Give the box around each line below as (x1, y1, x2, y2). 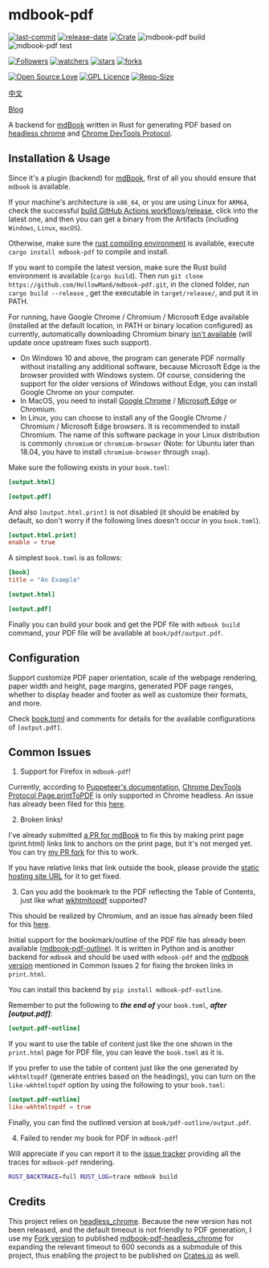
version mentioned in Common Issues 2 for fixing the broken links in (8, 961, 234, 970)
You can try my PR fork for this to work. (8, 847, 139, 857)
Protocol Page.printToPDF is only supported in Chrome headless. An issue (8, 790, 255, 800)
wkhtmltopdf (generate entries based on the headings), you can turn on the (8, 1071, 256, 1081)
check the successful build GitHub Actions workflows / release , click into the (8, 205, 259, 215)
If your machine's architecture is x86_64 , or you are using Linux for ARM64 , (8, 197, 250, 206)
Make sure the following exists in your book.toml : (8, 462, 170, 472)
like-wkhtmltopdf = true (8, 1103, 92, 1112)
